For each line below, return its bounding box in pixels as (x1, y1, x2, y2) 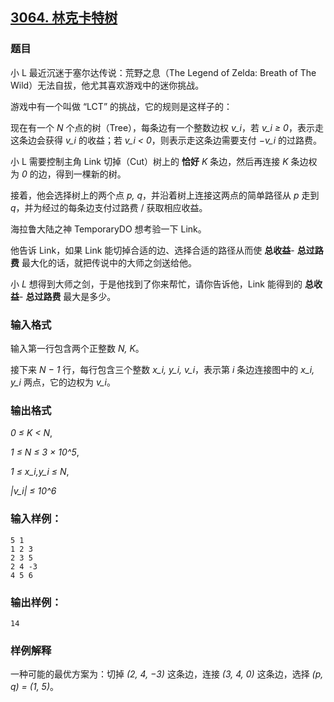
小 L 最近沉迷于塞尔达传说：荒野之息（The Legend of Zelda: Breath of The (10, 66, 317, 78)
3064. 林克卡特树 (10, 9, 118, 27)
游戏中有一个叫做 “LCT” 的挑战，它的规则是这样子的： (10, 100, 233, 112)
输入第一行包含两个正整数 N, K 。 (10, 342, 145, 354)
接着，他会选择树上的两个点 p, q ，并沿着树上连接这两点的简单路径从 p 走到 (10, 189, 320, 201)
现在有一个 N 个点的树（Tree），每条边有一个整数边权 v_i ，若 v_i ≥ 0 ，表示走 (10, 121, 324, 133)
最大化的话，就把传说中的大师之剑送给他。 (21, 256, 197, 268)
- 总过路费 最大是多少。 (19, 290, 117, 302)
